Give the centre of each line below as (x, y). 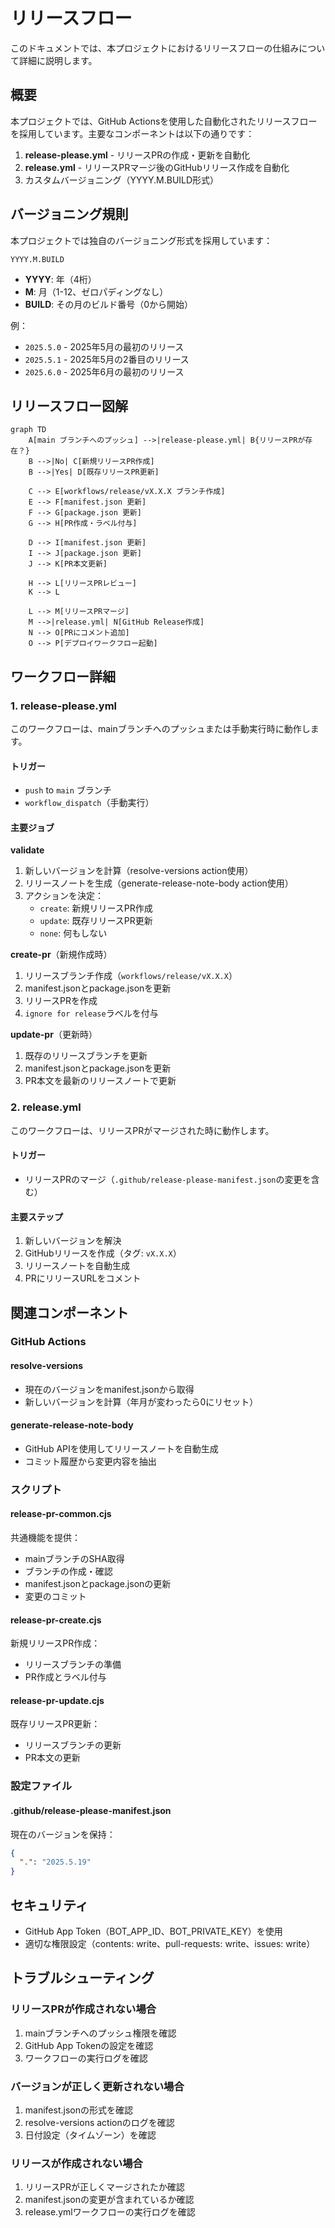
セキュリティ (49, 1905)
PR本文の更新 (52, 1758)
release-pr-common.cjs (61, 1514)
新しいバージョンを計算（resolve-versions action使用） (139, 871)
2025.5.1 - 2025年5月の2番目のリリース (107, 359)
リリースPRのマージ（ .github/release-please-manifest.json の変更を (168, 1179)
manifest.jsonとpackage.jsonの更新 (98, 1584)
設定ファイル (41, 1786)
